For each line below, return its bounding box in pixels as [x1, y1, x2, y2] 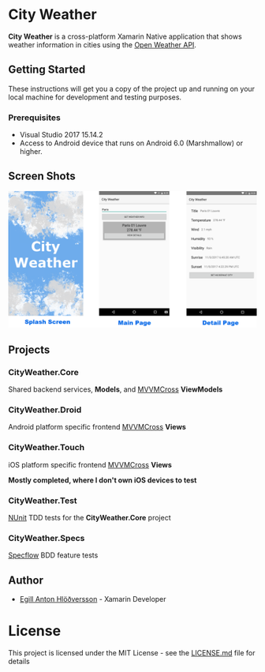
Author [8, 573, 43, 587]
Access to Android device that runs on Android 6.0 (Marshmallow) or [19, 138, 244, 148]
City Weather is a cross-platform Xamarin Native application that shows [8, 32, 242, 41]
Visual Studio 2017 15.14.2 [19, 130, 104, 140]
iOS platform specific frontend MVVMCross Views [8, 460, 172, 469]
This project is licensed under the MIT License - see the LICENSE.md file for [8, 648, 256, 658]
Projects [8, 343, 50, 356]
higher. [19, 147, 43, 156]
